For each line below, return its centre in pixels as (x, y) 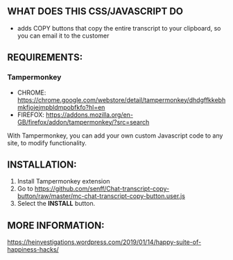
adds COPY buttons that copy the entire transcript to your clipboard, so (119, 28)
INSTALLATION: (42, 164)
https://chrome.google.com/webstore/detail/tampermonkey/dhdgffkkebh (121, 99)
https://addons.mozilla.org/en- (90, 115)
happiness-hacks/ (33, 250)
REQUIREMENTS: (45, 57)
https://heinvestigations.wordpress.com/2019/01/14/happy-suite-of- (104, 242)
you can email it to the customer (63, 35)
